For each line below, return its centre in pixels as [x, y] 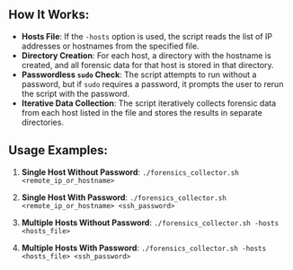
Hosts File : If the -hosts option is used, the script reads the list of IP [147, 36]
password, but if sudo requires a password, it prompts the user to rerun [152, 83]
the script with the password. [75, 93]
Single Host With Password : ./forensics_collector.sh [124, 197]
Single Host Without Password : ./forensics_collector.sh [130, 172]
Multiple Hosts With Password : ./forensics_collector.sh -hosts [144, 248]
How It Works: [49, 15]
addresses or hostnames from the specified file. [110, 46]
